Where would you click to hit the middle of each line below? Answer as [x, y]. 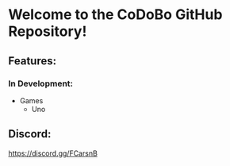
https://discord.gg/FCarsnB [53, 153]
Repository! [48, 31]
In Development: [41, 83]
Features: [33, 61]
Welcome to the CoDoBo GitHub [115, 15]
